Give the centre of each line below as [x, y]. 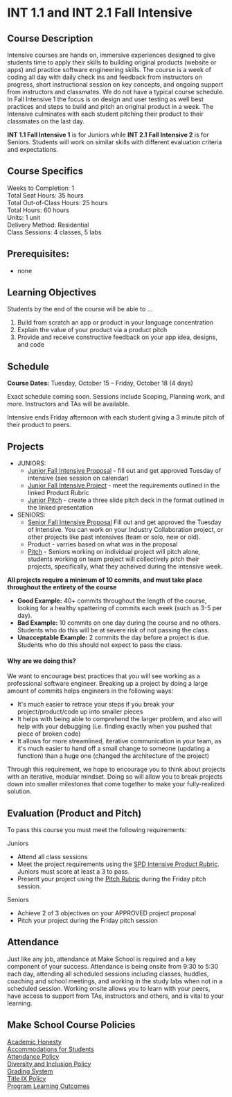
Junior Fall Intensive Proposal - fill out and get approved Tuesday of [124, 471]
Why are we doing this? [42, 661]
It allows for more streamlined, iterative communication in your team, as [119, 741]
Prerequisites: [38, 254]
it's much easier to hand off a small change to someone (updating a [114, 749]
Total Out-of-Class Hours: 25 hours [57, 202]
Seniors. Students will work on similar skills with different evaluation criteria [115, 142]
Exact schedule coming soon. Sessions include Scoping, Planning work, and [116, 397]
